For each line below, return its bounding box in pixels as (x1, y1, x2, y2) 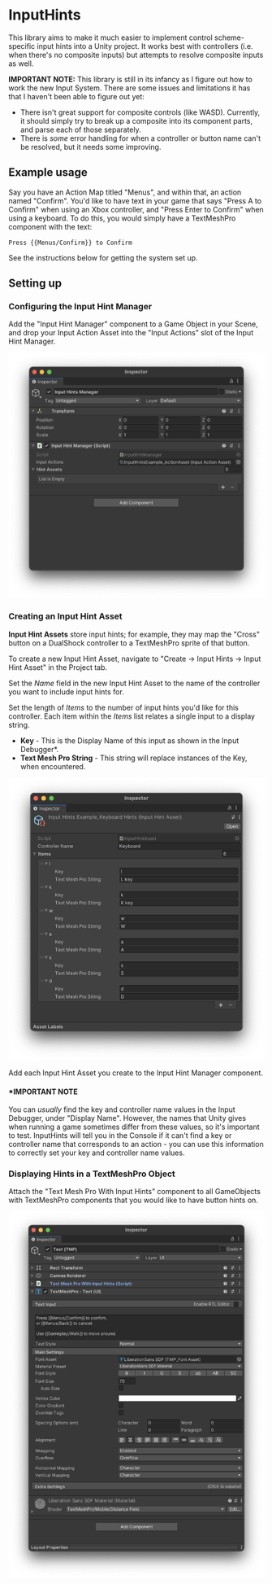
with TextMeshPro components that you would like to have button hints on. (8, 1195, 258, 1206)
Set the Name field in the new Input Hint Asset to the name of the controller (8, 678, 261, 688)
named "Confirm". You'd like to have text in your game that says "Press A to (8, 195, 262, 205)
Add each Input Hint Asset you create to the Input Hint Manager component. (8, 1068, 264, 1078)
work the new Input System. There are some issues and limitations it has (8, 83, 251, 93)
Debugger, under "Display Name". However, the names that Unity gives (8, 1114, 246, 1123)
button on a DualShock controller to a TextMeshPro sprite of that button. (8, 637, 250, 648)
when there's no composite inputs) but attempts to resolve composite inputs (8, 50, 264, 59)
